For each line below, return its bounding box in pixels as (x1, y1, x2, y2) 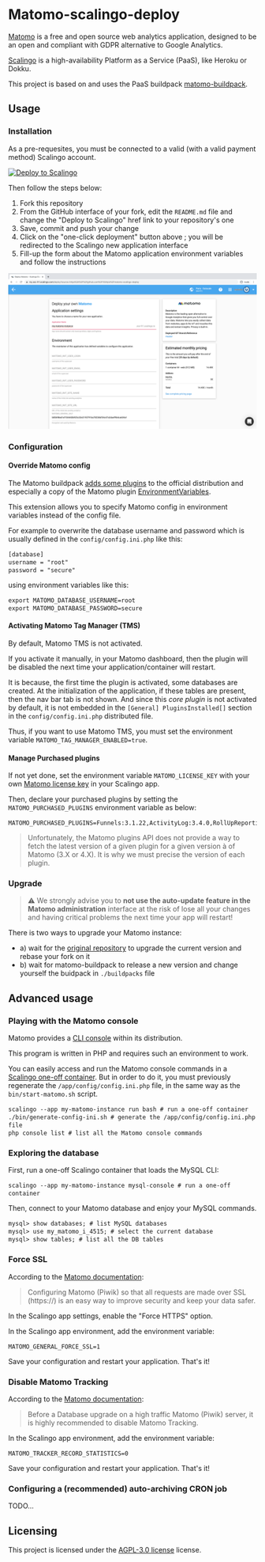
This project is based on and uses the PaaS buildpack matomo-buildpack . (8, 79, 248, 89)
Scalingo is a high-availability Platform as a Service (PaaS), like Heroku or (8, 55, 247, 65)
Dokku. (8, 63, 32, 73)
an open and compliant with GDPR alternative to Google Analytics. (8, 40, 223, 49)
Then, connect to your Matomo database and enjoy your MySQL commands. (8, 1204, 257, 1213)
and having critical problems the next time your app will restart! (27, 912, 233, 923)
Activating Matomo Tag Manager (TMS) (8, 621, 140, 631)
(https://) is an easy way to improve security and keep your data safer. (27, 1295, 256, 1305)
